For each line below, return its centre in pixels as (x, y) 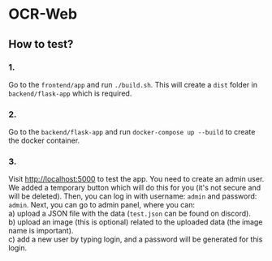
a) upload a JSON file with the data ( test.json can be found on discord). (130, 214)
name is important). (41, 231)
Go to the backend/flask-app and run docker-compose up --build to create (132, 132)
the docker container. (44, 141)
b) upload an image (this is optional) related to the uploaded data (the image (136, 222)
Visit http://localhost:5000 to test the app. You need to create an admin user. (136, 179)
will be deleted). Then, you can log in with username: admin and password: (133, 196)
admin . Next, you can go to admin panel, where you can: (101, 205)
